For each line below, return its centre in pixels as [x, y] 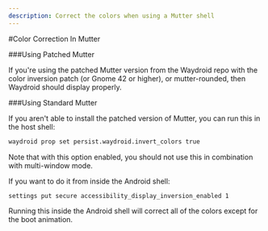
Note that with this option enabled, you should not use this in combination [131, 157]
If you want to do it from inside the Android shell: [90, 181]
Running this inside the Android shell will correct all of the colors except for [133, 211]
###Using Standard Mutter [53, 102]
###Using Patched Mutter [52, 54]
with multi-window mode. [50, 165]
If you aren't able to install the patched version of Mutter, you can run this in [134, 118]
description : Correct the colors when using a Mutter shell [112, 16]
